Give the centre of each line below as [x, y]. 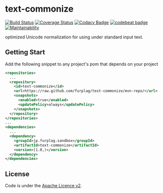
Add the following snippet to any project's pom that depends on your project [81, 64]
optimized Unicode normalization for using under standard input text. [74, 37]
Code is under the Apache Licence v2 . [44, 186]
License [17, 174]
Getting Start [25, 52]
